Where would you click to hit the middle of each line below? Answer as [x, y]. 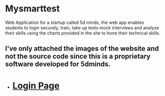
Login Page [36, 86]
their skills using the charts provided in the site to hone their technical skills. [83, 33]
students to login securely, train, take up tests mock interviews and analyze [82, 27]
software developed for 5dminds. [58, 64]
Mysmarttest [33, 9]
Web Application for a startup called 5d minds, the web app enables [75, 22]
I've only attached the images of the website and [82, 48]
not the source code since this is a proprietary [78, 56]
